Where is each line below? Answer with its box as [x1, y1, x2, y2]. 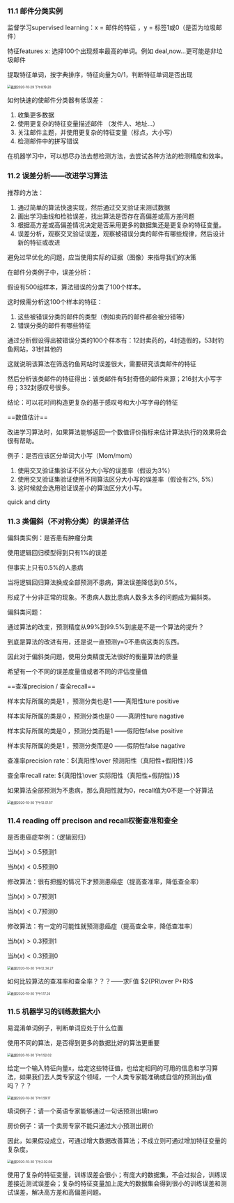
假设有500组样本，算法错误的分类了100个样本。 [7, 282, 145, 291]
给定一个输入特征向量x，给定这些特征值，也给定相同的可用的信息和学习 [7, 1064, 212, 1072]
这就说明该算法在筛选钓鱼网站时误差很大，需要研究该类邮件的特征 [7, 359, 196, 368]
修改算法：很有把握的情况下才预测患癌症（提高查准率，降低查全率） [7, 877, 203, 886]
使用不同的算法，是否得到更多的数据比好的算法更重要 [7, 1039, 160, 1047]
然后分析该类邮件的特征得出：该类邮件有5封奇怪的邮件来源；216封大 [7, 374, 204, 382]
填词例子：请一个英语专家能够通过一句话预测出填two [7, 1107, 159, 1116]
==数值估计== [7, 412, 49, 421]
